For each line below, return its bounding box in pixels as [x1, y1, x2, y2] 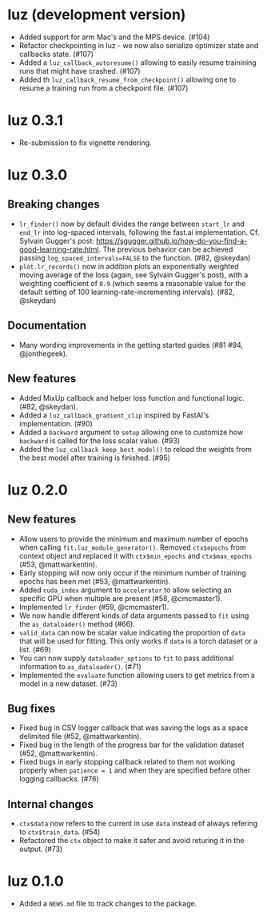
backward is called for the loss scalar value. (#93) [18, 435, 181, 446]
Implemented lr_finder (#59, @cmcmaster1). [18, 602, 169, 611]
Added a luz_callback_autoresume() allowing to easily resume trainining [18, 58, 257, 67]
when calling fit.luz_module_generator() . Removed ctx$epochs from [18, 543, 247, 552]
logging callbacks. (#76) [18, 774, 99, 784]
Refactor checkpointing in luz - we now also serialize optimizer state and [18, 40, 259, 50]
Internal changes [7, 797, 94, 811]
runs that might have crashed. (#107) [18, 66, 141, 75]
